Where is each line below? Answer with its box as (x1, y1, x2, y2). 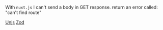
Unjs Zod (5, 19, 24, 25)
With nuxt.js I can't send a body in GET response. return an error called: (5, 4, 158, 10)
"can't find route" (5, 9, 42, 15)
